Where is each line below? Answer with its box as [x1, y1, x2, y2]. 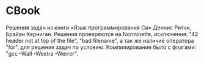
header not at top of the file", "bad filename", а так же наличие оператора [5, 37, 194, 44]
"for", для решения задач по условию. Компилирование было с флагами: [5, 43, 197, 51]
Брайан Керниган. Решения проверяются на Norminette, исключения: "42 [5, 30, 199, 37]
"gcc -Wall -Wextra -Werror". [5, 50, 79, 57]
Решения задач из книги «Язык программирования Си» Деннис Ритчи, [5, 24, 192, 31]
